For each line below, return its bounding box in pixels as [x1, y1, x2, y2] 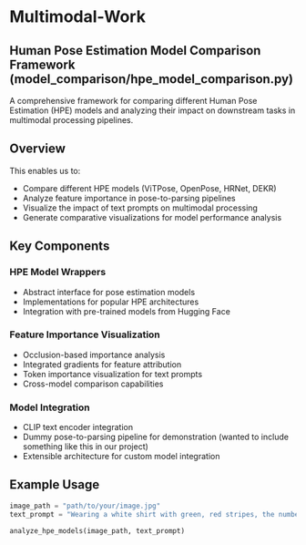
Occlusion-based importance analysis [22, 349, 166, 360]
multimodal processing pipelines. [9, 115, 134, 125]
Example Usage [9, 477, 100, 493]
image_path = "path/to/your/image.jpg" [9, 501, 161, 510]
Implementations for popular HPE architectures [22, 296, 199, 307]
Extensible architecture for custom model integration [22, 451, 220, 462]
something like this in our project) [22, 441, 148, 452]
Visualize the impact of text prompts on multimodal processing [22, 202, 258, 213]
